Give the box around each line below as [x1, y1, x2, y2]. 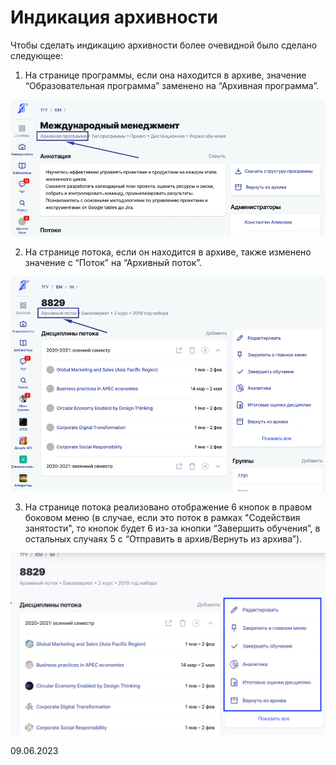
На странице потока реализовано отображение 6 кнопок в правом [24, 501, 312, 513]
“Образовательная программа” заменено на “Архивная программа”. [24, 79, 320, 91]
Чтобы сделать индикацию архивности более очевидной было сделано [10, 39, 318, 51]
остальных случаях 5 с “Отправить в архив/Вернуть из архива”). [24, 532, 303, 545]
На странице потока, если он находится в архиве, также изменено [24, 246, 312, 258]
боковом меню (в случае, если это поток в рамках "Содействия [24, 511, 301, 523]
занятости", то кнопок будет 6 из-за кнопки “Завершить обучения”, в [24, 522, 321, 534]
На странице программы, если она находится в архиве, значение [24, 69, 307, 81]
